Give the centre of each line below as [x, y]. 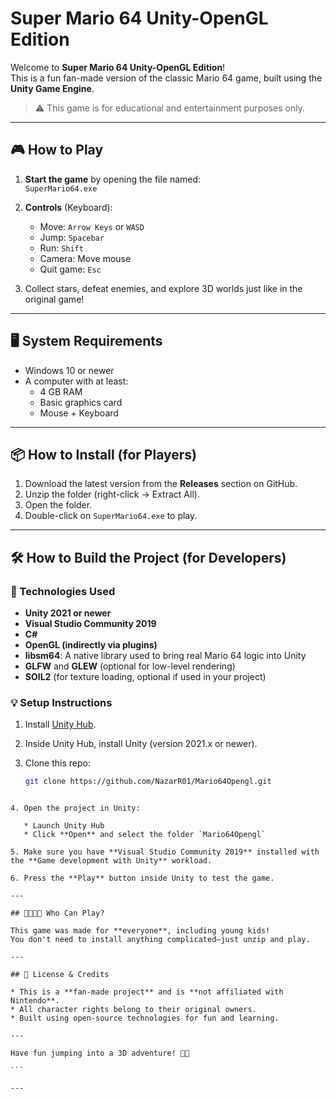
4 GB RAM [61, 391]
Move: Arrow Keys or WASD [92, 226]
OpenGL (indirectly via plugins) [91, 645]
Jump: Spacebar [72, 237]
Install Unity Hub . [60, 724]
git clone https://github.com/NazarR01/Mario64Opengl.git [148, 782]
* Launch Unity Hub [64, 826]
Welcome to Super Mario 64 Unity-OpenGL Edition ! [118, 67]
